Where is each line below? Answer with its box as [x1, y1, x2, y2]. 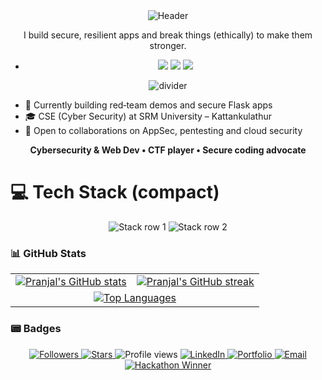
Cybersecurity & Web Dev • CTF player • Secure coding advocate [29, 144, 307, 156]
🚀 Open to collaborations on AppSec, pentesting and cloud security [24, 125, 303, 136]
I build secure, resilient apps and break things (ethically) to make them [23, 29, 313, 41]
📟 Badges [10, 322, 62, 336]
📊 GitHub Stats [10, 246, 87, 260]
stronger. [149, 40, 187, 51]
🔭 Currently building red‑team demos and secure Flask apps [24, 99, 273, 111]
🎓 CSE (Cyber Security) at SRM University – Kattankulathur [24, 110, 273, 122]
